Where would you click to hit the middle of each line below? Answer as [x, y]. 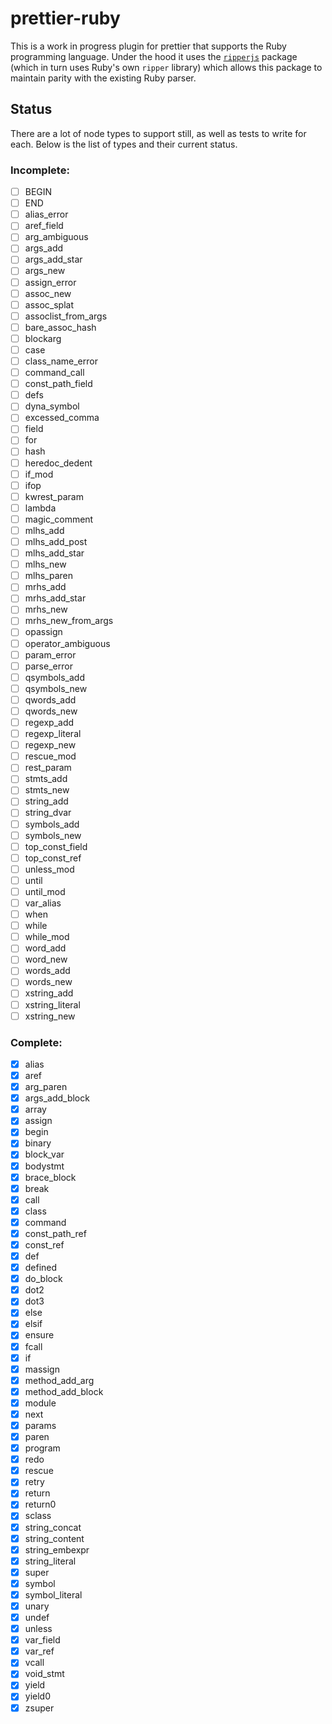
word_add [45, 948]
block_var [44, 1154]
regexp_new [50, 745]
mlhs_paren [49, 576]
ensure [39, 1335]
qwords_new [51, 711]
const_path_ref [55, 1233]
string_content [54, 1538]
